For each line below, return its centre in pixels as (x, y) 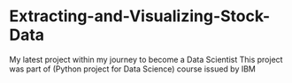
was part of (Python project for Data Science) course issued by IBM (133, 69)
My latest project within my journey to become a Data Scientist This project (146, 59)
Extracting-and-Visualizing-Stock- (140, 16)
